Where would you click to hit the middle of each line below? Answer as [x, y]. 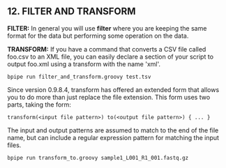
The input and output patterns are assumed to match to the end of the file [113, 130]
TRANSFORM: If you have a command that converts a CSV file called [107, 49]
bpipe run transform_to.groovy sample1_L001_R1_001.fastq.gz [98, 158]
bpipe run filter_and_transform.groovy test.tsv [79, 77]
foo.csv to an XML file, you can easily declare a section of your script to [111, 56]
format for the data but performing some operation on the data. [98, 36]
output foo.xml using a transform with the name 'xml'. [84, 64]
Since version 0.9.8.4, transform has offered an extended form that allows [113, 89]
